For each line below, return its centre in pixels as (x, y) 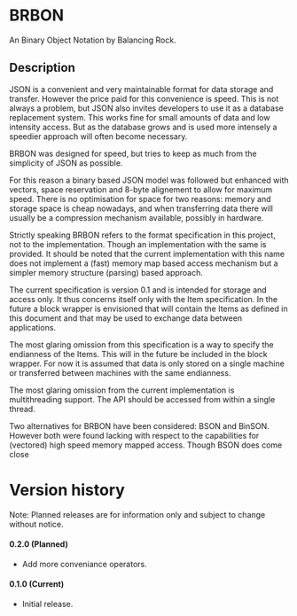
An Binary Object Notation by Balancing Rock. (93, 40)
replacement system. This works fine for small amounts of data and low (140, 117)
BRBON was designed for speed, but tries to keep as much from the (133, 153)
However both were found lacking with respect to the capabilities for (134, 435)
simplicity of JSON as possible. (66, 163)
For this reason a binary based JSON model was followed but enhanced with (149, 180)
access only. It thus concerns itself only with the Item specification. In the (143, 299)
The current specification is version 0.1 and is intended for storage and (138, 290)
